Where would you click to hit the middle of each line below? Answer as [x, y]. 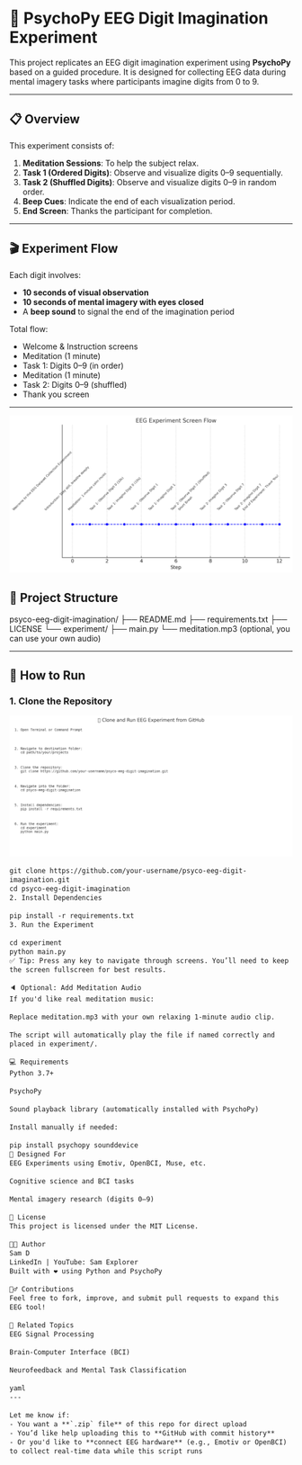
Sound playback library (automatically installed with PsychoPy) [134, 1109]
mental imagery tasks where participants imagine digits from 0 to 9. [134, 81]
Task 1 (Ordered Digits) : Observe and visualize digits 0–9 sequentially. [152, 172]
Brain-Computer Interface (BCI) [70, 1352]
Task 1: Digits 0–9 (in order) [73, 365]
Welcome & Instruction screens [80, 346]
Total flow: [29, 328]
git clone [28, 871]
